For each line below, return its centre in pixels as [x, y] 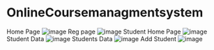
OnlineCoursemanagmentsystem [105, 13]
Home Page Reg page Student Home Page [94, 32]
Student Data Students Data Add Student [92, 38]
